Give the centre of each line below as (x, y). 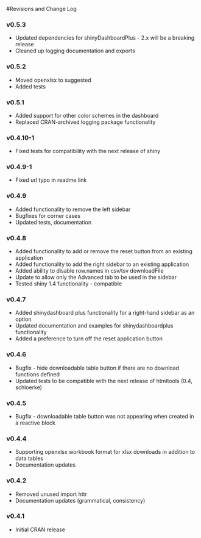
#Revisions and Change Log (42, 9)
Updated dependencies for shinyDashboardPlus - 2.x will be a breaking (105, 38)
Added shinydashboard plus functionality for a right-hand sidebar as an (105, 313)
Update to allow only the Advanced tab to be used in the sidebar (96, 278)
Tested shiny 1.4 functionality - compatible (69, 284)
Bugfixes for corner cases (48, 215)
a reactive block (35, 423)
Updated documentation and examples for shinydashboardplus (94, 326)
